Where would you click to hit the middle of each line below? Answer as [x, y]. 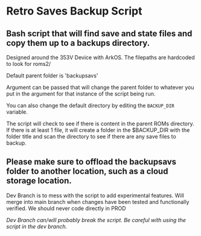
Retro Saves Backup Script [74, 11]
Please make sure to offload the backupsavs [91, 162]
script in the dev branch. [37, 226]
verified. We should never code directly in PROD [66, 208]
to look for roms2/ [29, 64]
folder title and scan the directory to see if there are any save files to [91, 136]
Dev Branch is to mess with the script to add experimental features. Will [95, 195]
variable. [17, 112]
